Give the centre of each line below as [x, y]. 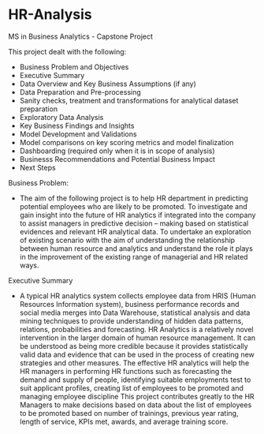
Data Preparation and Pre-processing [80, 92]
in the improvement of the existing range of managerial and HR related [134, 256]
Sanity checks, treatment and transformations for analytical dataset [129, 100]
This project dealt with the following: [67, 51]
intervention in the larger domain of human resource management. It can [138, 338]
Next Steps [38, 167]
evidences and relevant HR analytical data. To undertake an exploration [135, 231]
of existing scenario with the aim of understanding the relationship [127, 240]
